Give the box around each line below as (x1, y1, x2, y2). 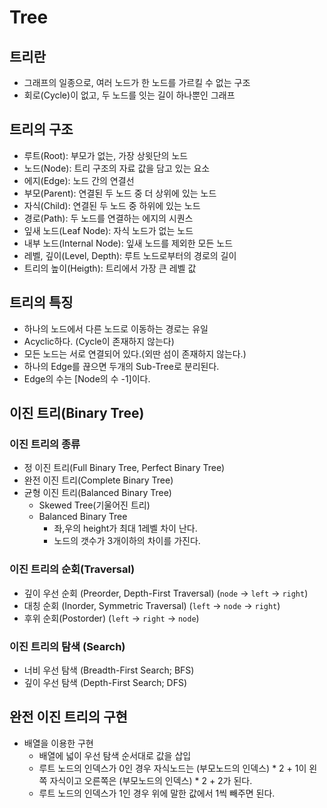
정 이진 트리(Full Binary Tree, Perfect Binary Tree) (23, 462, 226, 474)
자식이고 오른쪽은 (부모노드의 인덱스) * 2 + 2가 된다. (49, 774, 253, 786)
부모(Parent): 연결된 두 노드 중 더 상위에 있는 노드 (23, 187, 217, 199)
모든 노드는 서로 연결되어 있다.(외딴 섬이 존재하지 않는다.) (23, 347, 247, 360)
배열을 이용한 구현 (23, 737, 94, 749)
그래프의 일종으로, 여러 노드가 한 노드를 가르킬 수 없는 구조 (23, 77, 251, 88)
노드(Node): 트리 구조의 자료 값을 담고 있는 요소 (23, 162, 211, 174)
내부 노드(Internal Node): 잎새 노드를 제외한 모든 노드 (23, 237, 234, 249)
